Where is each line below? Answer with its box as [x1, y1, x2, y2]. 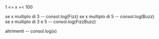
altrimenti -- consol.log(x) [5, 28, 57, 34]
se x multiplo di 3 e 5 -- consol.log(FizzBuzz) [5, 19, 96, 24]
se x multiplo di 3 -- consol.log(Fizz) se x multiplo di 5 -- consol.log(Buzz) [5, 14, 155, 19]
